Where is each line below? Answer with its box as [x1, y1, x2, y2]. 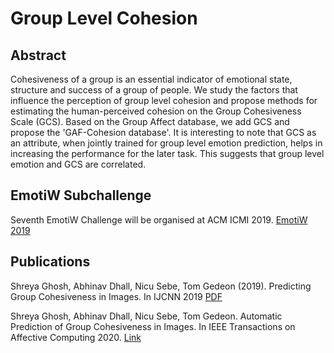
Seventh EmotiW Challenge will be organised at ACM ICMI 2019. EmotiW [10, 213, 308, 226]
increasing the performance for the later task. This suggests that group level [10, 148, 325, 159]
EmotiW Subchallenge [10, 187, 152, 204]
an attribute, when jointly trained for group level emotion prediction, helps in [10, 137, 323, 149]
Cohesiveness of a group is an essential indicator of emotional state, [10, 73, 293, 85]
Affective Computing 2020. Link [10, 331, 142, 343]
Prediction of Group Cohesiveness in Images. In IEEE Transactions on [10, 320, 296, 332]
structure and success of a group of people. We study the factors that [10, 84, 298, 96]
